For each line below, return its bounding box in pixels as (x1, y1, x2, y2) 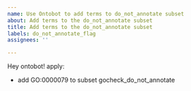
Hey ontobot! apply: (7, 62, 65, 71)
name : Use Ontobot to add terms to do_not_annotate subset (7, 10, 185, 18)
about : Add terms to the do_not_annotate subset (7, 17, 153, 24)
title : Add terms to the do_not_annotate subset (7, 23, 153, 30)
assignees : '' (7, 37, 49, 44)
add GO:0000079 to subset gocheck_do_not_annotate (17, 75, 175, 85)
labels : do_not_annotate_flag (7, 30, 97, 37)
